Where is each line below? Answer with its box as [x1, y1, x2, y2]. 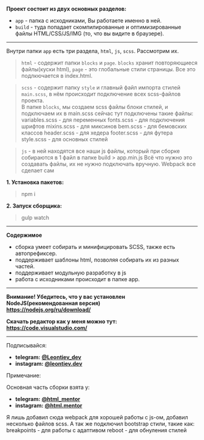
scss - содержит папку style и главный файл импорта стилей [21, 84, 181, 91]
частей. [15, 263, 35, 270]
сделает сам [21, 167, 55, 174]
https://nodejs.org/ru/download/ [6, 306, 91, 313]
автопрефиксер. [15, 250, 58, 257]
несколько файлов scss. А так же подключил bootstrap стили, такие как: [6, 420, 195, 427]
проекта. [21, 97, 44, 104]
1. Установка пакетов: [6, 179, 64, 186]
